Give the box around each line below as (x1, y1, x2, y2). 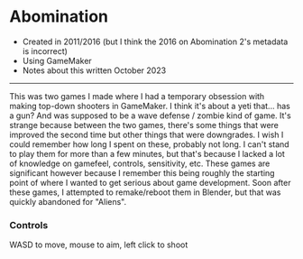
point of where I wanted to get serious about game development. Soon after (9, 177, 291, 188)
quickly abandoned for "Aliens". (9, 196, 127, 207)
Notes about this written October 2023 (22, 65, 167, 76)
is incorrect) (22, 45, 68, 56)
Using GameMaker (22, 55, 92, 66)
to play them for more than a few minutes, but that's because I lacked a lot (9, 148, 286, 159)
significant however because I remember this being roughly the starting (9, 167, 275, 178)
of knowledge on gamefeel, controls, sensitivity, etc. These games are (9, 158, 271, 169)
